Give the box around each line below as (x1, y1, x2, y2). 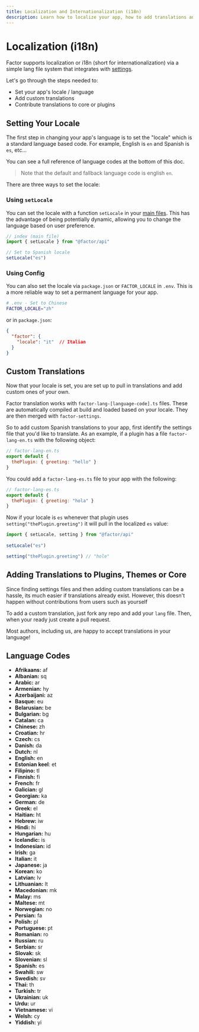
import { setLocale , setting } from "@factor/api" (6, 531, 134, 538)
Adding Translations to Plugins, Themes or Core (6, 570, 187, 580)
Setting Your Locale (6, 118, 80, 128)
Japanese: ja (14, 861, 47, 868)
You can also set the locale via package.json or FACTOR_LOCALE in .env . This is (6, 283, 193, 290)
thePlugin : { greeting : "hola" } (11, 498, 94, 504)
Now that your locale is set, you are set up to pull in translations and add (6, 382, 182, 389)
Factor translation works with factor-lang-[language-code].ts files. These (6, 400, 188, 407)
